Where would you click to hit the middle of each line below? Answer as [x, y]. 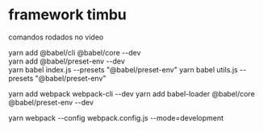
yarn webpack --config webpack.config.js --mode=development [116, 117]
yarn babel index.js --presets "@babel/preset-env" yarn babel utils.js [123, 69]
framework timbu [68, 15]
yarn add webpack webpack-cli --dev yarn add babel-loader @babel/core [132, 93]
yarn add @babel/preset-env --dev [67, 61]
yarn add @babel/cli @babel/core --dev [75, 52]
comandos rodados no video [56, 37]
